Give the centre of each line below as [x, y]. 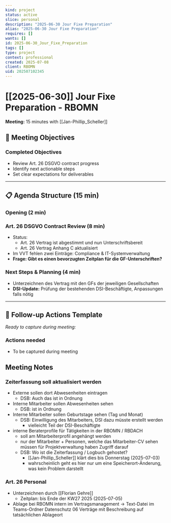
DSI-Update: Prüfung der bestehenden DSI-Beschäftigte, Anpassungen [88, 289]
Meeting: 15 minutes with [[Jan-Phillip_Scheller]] [56, 121]
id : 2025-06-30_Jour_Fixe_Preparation [46, 43]
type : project [20, 52]
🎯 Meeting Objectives [40, 138]
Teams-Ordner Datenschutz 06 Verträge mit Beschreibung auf [78, 509]
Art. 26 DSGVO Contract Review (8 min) [55, 226]
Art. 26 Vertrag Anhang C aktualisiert [59, 248]
